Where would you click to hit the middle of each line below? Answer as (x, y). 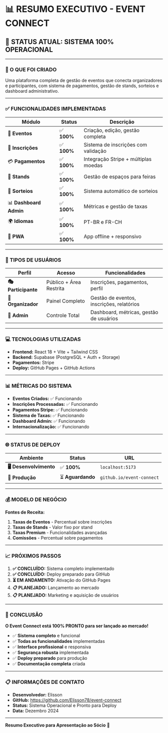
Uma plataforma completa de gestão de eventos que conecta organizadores (84, 81)
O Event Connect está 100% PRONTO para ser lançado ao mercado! (77, 626)
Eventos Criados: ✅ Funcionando (47, 399)
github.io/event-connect (129, 478)
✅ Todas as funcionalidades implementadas (58, 641)
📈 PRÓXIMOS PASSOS (33, 556)
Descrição (122, 122)
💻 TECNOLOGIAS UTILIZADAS (43, 339)
